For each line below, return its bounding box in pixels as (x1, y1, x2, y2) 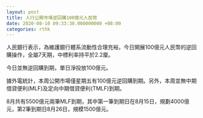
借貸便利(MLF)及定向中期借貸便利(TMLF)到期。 (6, 85, 126, 92)
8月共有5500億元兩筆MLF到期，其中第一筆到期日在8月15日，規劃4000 (6, 98, 184, 105)
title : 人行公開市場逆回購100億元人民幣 (6, 15, 98, 21)
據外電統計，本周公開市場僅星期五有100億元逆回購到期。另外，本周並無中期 (6, 77, 197, 84)
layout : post (6, 9, 40, 15)
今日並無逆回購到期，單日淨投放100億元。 (6, 64, 112, 72)
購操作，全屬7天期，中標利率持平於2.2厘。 (6, 51, 114, 59)
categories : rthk (6, 26, 51, 32)
